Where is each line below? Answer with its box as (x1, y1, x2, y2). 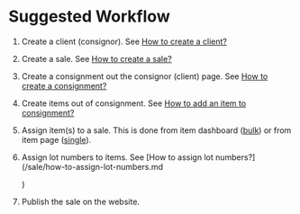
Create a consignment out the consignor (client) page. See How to (21, 70, 268, 82)
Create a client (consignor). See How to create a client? (21, 36, 227, 47)
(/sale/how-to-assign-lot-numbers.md (21, 161, 164, 172)
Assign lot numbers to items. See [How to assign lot (21, 151, 214, 163)
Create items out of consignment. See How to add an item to (21, 97, 247, 109)
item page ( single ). (21, 134, 92, 145)
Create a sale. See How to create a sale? (21, 53, 172, 64)
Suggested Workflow (8, 6, 170, 27)
